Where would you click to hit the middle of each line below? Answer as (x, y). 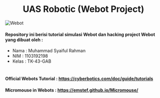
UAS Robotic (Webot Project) (83, 9)
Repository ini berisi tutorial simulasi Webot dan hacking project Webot (80, 34)
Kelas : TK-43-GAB (32, 61)
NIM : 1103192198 (30, 56)
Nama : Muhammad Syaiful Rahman (49, 51)
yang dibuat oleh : (24, 40)
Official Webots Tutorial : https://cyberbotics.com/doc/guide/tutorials (79, 79)
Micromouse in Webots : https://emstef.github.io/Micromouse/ (72, 90)
